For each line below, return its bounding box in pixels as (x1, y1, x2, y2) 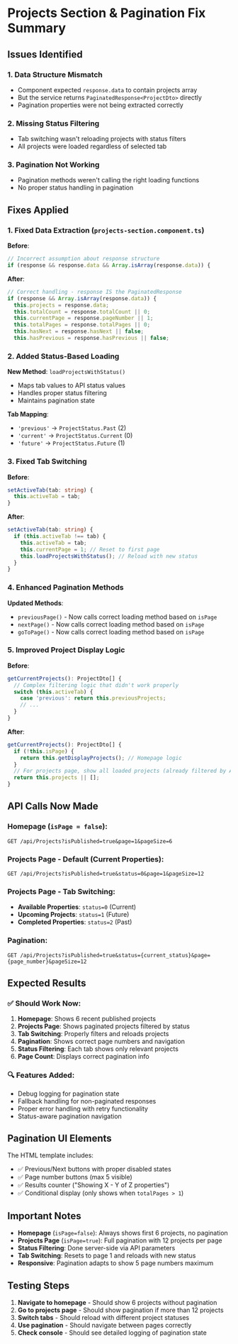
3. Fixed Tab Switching (7, 456, 87, 466)
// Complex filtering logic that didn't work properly (13, 681, 179, 689)
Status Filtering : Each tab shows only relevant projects (17, 1045, 179, 1053)
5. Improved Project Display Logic (7, 645, 125, 655)
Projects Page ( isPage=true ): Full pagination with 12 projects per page (17, 1236, 222, 1245)
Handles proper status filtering (17, 389, 108, 397)
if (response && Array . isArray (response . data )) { (7, 294, 157, 302)
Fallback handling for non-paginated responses (17, 1096, 157, 1105)
